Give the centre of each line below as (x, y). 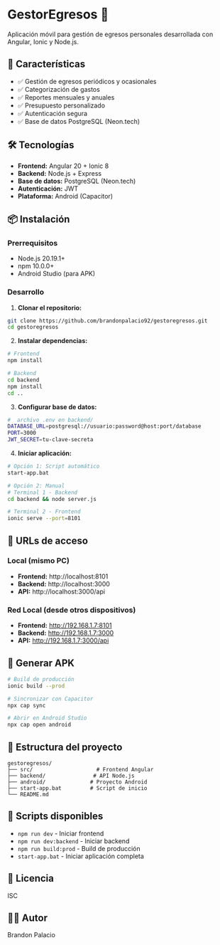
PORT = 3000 (22, 433)
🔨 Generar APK (41, 663)
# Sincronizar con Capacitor (50, 699)
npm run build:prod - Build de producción (79, 848)
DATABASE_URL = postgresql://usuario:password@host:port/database (104, 426)
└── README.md (28, 795)
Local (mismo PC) (38, 561)
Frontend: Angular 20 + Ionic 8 (63, 166)
